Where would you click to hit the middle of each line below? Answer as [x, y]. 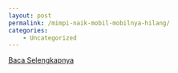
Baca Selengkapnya [41, 60]
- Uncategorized [50, 38]
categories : [28, 30]
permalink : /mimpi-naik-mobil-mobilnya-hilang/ [89, 23]
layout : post [30, 15]
